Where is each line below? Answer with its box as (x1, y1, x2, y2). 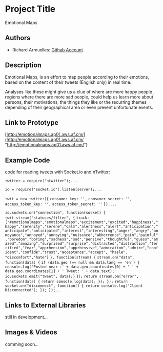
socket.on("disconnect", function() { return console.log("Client (5, 283, 143, 288)
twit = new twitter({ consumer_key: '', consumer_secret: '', (5, 197, 132, 202)
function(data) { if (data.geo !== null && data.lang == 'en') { (5, 260, 140, 265)
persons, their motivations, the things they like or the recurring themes (5, 99, 147, 105)
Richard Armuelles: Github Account (12, 47, 83, 52)
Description (5, 61, 41, 70)
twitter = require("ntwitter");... (5, 179, 78, 184)
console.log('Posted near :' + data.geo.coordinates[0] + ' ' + (5, 264, 139, 270)
